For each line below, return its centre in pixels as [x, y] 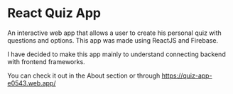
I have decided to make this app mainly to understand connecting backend [116, 54]
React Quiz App [54, 13]
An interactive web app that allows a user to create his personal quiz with [114, 33]
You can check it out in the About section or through [84, 75]
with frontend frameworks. [46, 61]
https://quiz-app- [187, 75]
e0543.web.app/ [32, 83]
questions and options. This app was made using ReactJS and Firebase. [113, 40]
